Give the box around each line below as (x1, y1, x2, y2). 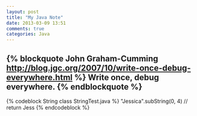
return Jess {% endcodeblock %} (6, 103, 90, 111)
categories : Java (6, 31, 50, 37)
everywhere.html (6, 72, 73, 82)
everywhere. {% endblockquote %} (6, 82, 143, 92)
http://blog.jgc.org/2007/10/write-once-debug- (6, 63, 192, 73)
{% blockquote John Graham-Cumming (6, 53, 158, 64)
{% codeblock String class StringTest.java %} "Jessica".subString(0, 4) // (6, 97, 188, 105)
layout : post (6, 8, 39, 15)
